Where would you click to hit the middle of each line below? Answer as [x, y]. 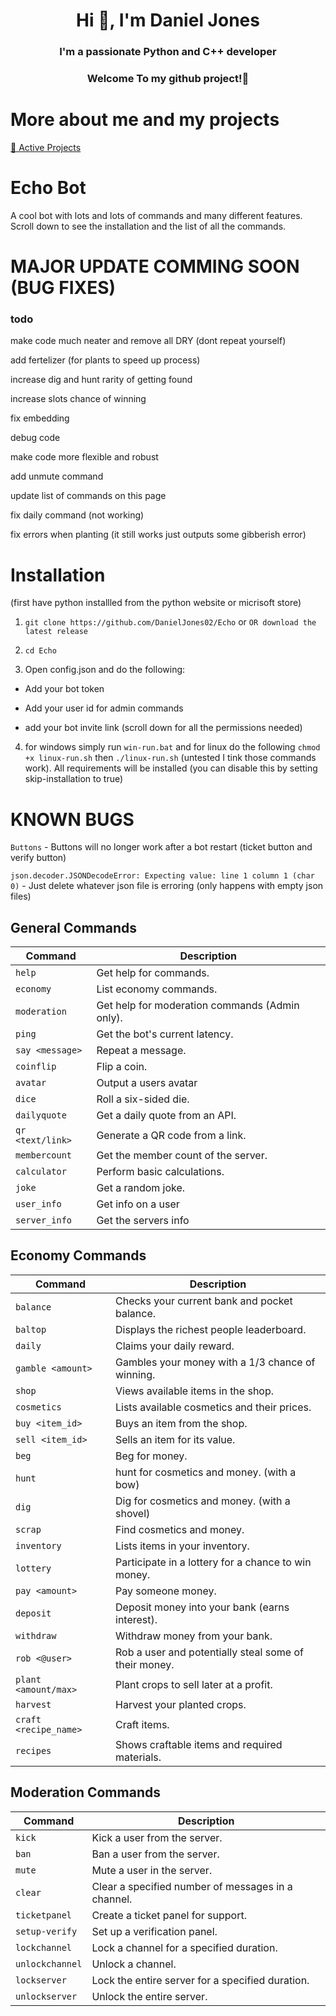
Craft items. [142, 1724]
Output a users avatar [147, 1083]
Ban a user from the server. [155, 1854]
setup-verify [46, 1931]
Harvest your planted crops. [181, 1704]
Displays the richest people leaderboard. [211, 1329]
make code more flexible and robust [84, 457]
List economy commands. [157, 989]
